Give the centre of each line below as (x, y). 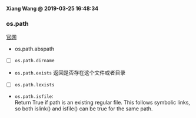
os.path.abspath (34, 49)
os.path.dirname (34, 61)
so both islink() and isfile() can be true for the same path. (84, 109)
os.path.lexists (34, 85)
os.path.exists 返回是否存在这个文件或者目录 (70, 73)
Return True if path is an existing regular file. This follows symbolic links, (102, 103)
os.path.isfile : (34, 96)
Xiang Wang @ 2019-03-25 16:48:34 (52, 9)
